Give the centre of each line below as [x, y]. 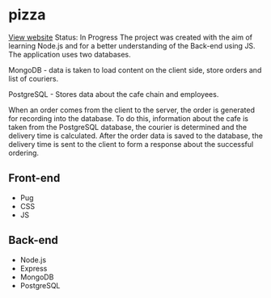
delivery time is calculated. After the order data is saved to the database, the [135, 136]
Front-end [34, 178]
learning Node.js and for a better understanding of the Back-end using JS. [132, 45]
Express [34, 268]
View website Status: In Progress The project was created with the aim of [131, 37]
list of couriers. [34, 78]
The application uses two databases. [70, 54]
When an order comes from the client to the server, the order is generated [131, 110]
